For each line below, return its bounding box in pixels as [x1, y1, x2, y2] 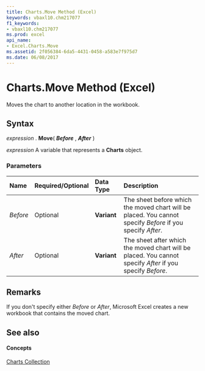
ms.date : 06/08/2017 [6, 54, 59, 60]
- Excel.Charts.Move [6, 43, 59, 49]
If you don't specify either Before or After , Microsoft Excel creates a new [6, 303, 189, 311]
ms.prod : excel [6, 32, 45, 38]
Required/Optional [34, 181, 89, 190]
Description [123, 181, 159, 190]
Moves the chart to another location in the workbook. [6, 101, 140, 108]
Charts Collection [6, 358, 50, 366]
